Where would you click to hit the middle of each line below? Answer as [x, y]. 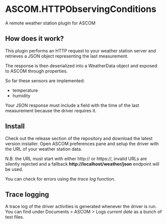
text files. [15, 217]
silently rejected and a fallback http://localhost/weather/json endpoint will [82, 164]
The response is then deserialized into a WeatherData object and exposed [81, 65]
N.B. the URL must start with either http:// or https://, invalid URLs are [76, 159]
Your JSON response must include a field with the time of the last [72, 105]
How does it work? [35, 39]
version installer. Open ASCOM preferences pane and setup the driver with [82, 144]
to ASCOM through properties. [37, 71]
